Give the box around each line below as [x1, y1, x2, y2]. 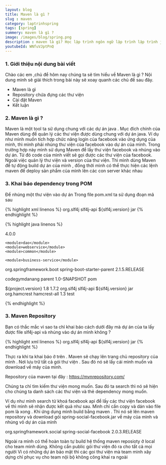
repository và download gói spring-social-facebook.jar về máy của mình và [5, 414, 158, 419]
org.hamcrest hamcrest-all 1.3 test [5, 290, 75, 297]
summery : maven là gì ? [5, 30, 54, 35]
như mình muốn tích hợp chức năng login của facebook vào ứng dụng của [5, 137, 156, 142]
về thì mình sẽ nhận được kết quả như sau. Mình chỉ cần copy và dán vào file [5, 403, 161, 409]
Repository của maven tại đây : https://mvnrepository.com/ [5, 373, 125, 379]
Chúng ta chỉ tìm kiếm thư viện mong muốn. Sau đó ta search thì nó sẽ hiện [5, 383, 158, 389]
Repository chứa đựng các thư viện [12, 92, 84, 97]
